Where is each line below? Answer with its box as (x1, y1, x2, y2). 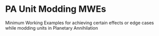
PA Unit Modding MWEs (5, 3, 106, 15)
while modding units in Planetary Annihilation (5, 25, 98, 31)
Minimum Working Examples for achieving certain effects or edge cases (5, 20, 154, 26)
